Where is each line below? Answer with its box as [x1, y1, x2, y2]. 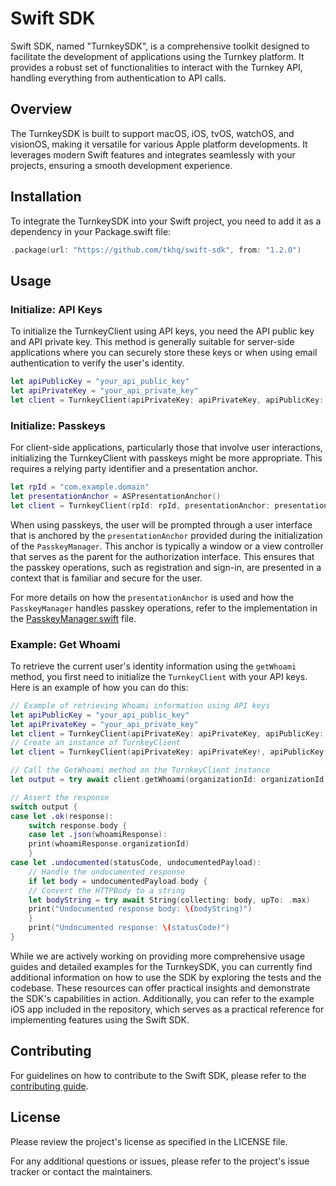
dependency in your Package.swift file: [10, 225, 172, 237]
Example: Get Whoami [10, 637, 121, 651]
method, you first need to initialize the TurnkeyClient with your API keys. [10, 670, 308, 682]
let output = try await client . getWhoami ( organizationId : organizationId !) [10, 775, 333, 785]
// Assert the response [10, 792, 110, 802]
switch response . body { [28, 820, 128, 831]
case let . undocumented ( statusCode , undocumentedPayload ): [10, 858, 262, 868]
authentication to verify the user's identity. [10, 357, 185, 369]
